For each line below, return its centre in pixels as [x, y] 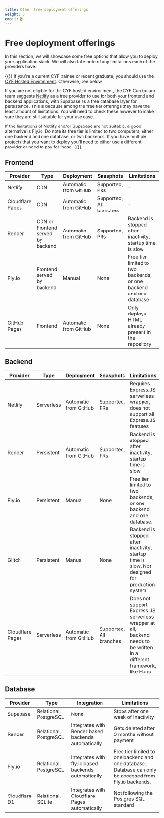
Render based [87, 731]
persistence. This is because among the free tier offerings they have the [78, 106]
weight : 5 [15, 14]
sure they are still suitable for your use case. [50, 117]
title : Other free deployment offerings [47, 10]
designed [140, 572]
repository [140, 344]
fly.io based [84, 763]
